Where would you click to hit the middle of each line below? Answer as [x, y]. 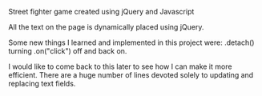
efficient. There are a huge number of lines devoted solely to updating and [131, 75]
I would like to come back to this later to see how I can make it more [120, 66]
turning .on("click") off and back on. [68, 51]
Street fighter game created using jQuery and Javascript [101, 12]
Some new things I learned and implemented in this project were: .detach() [131, 42]
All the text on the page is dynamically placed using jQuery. [106, 27]
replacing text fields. [42, 84]
